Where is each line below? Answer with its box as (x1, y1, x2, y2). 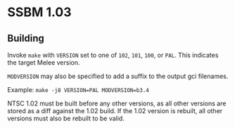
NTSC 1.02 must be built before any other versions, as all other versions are (7, 99, 227, 108)
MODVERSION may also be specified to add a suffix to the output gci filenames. (7, 72, 229, 80)
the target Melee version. (7, 58, 80, 67)
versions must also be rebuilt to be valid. (7, 114, 125, 122)
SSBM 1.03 (7, 4, 72, 20)
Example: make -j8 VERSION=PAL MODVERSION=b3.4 (7, 86, 149, 94)
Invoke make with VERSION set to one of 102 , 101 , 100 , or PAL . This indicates (7, 51, 219, 59)
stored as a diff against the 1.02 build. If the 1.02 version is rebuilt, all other (7, 107, 223, 115)
